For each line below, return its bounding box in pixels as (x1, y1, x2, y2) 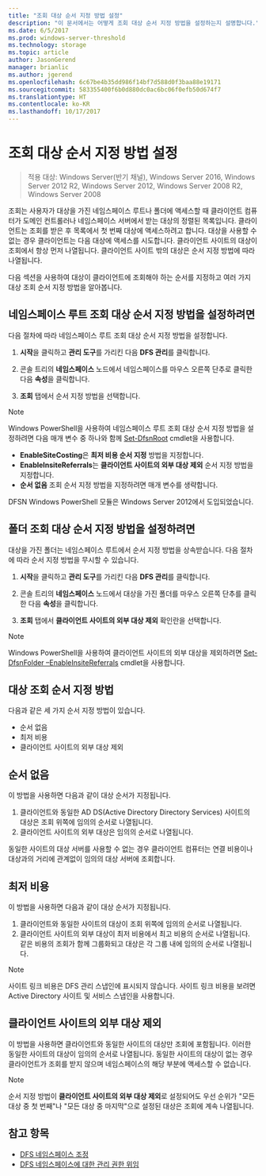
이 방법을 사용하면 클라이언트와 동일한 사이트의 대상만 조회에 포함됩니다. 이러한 (8, 1039, 252, 1049)
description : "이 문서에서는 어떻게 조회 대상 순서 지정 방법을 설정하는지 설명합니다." (8, 19, 260, 27)
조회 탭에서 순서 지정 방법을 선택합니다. (19, 391, 141, 400)
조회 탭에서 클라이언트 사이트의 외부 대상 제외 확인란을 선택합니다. (19, 615, 222, 625)
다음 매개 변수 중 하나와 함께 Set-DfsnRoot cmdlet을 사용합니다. (35, 433, 235, 443)
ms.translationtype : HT (8, 93, 87, 101)
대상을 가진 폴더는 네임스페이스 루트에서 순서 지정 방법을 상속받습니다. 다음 (8, 545, 239, 555)
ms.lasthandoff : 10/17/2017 (8, 108, 101, 116)
